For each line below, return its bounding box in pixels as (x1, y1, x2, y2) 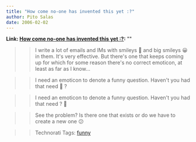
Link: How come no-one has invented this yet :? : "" (6, 36, 132, 43)
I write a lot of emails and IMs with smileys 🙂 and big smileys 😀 (35, 47, 188, 54)
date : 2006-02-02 (6, 19, 49, 25)
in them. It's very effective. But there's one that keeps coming (35, 53, 184, 60)
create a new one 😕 (35, 118, 84, 125)
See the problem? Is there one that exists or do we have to (35, 112, 176, 119)
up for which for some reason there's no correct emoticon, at (35, 59, 183, 66)
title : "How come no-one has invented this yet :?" (6, 8, 135, 15)
